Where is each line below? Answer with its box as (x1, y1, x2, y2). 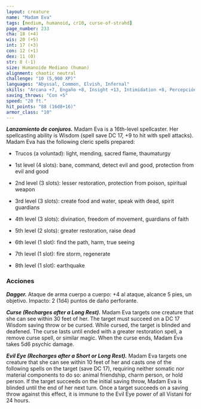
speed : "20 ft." (6, 98, 47, 104)
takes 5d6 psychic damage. (6, 340, 75, 348)
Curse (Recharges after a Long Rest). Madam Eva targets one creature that (6, 308, 194, 315)
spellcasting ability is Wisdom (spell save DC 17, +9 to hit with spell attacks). (6, 132, 194, 139)
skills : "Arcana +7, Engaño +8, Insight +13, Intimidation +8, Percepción (6, 87, 197, 93)
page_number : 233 (6, 25, 50, 32)
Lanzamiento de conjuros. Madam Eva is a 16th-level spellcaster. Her (6, 125, 179, 133)
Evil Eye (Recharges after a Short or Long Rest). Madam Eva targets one (6, 352, 187, 359)
